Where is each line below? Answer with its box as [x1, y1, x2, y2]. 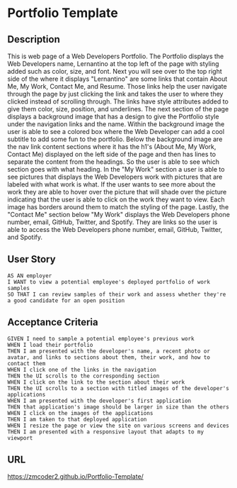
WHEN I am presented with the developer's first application [7, 397, 192, 404]
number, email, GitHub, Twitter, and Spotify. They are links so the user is [7, 218, 218, 226]
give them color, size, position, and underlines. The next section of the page [7, 105, 229, 113]
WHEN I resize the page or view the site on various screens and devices [7, 422, 230, 429]
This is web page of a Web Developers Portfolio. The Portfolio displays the [7, 52, 224, 60]
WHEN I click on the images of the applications [7, 409, 154, 416]
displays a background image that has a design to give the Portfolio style [7, 112, 219, 121]
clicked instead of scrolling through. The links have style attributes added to [7, 97, 229, 106]
